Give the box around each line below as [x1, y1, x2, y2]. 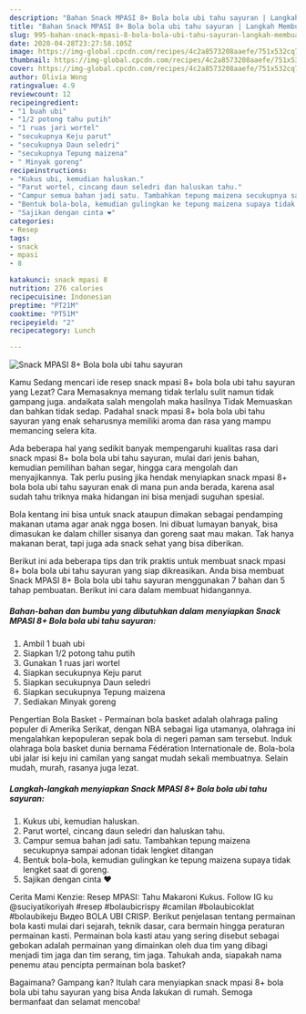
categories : [9, 216, 55, 226]
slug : [9, 30, 30, 39]
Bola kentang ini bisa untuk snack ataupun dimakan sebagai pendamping [9, 509, 284, 520]
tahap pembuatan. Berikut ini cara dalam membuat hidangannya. [9, 585, 252, 596]
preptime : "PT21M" [9, 301, 79, 310]
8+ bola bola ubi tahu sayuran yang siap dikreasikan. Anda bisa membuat [9, 566, 285, 577]
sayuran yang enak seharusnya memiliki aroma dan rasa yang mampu [9, 415, 271, 426]
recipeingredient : [9, 97, 79, 108]
